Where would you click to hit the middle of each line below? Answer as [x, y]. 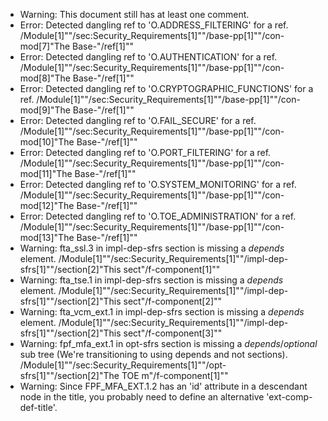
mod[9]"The [45, 110]
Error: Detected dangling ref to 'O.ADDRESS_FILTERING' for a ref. [154, 25]
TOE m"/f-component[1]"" [175, 375]
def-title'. [38, 407]
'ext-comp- [289, 397]
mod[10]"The [47, 142]
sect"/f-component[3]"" [173, 333]
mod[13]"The [47, 237]
